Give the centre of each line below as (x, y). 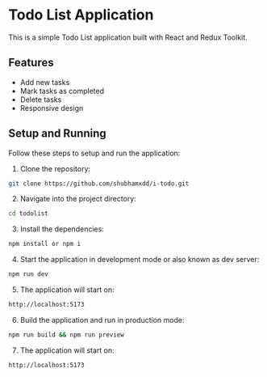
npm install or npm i (45, 244)
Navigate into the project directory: (78, 199)
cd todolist (28, 214)
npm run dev (28, 274)
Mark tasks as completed (62, 91)
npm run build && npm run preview (67, 335)
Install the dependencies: (62, 229)
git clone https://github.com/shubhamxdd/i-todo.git (99, 184)
